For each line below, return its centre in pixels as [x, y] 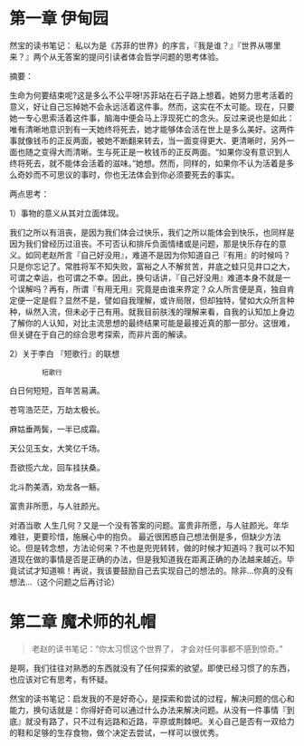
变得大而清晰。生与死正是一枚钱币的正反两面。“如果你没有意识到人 [166, 151]
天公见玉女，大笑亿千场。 [57, 448]
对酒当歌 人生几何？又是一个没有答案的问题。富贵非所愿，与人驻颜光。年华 [149, 525]
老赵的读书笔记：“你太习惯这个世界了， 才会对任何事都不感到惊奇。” [157, 648]
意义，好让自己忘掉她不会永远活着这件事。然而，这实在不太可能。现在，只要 [152, 106]
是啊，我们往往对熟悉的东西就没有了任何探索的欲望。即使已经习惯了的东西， [152, 668]
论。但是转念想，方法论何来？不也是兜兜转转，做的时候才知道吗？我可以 [144, 547]
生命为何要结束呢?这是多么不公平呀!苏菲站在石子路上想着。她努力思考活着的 [152, 95]
